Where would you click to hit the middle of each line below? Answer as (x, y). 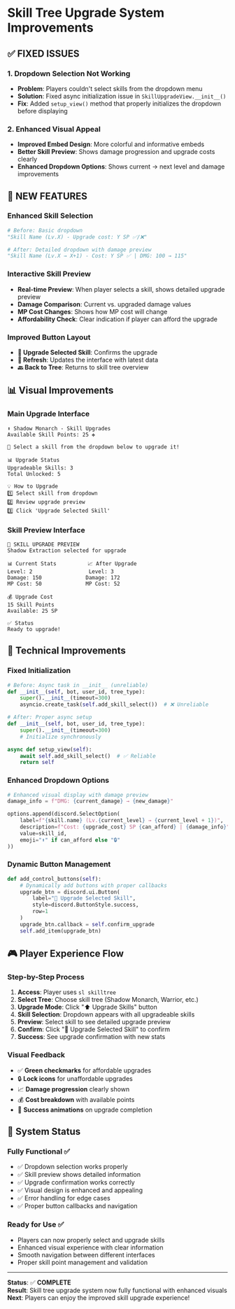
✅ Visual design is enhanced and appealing (80, 1190)
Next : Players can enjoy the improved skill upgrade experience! (99, 1297)
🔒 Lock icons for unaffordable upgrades (75, 1078)
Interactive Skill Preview (49, 274)
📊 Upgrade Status (34, 460)
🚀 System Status (44, 1132)
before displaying (42, 111)
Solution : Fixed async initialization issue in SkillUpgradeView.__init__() (122, 96)
